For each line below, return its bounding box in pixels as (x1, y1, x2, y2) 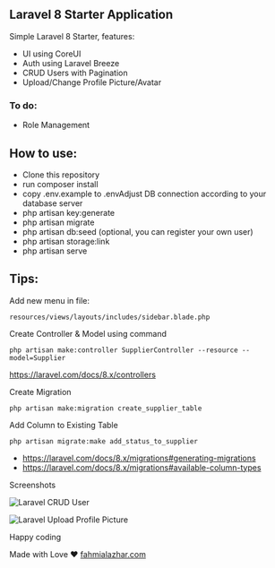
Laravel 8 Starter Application (9, 7, 174, 22)
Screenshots (9, 479, 56, 490)
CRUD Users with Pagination (21, 67, 128, 78)
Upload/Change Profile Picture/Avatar (21, 76, 162, 88)
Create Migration (9, 386, 72, 397)
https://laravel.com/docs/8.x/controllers (9, 369, 157, 380)
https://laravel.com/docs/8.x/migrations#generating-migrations (21, 452, 257, 463)
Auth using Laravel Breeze (21, 57, 120, 68)
